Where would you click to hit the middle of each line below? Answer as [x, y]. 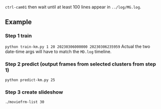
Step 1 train [18, 36]
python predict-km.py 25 [30, 80]
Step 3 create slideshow [34, 92]
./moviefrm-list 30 [25, 102]
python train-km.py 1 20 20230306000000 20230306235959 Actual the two [78, 46]
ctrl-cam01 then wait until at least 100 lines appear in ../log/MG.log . [73, 7]
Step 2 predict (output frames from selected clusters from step [80, 64]
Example [18, 22]
